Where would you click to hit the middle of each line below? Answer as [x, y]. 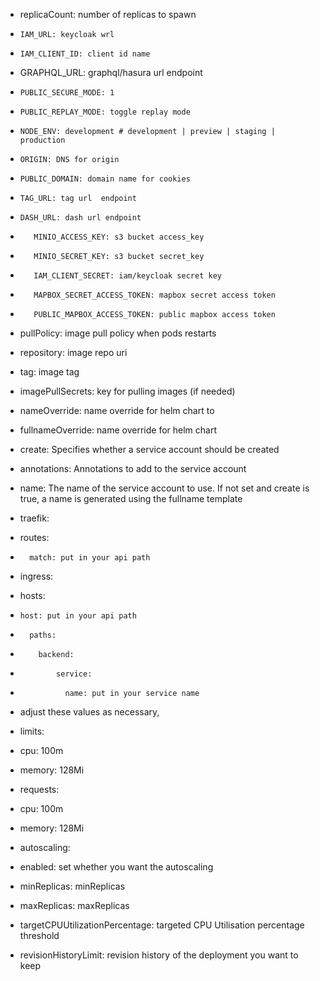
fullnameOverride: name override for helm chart [118, 430]
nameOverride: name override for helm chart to [117, 410]
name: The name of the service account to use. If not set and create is [164, 488]
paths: [43, 635]
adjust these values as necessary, [89, 712]
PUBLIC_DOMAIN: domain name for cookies [105, 179]
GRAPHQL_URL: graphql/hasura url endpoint [111, 72]
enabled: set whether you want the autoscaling [116, 867]
